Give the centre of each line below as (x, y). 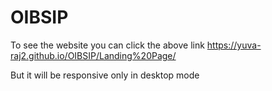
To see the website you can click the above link (107, 45)
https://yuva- (234, 45)
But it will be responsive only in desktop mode (105, 75)
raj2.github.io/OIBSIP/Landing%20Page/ (93, 55)
